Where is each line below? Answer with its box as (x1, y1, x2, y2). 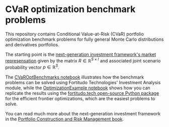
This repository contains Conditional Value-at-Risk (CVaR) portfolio (5, 31, 144, 37)
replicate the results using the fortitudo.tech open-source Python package (5, 90, 159, 96)
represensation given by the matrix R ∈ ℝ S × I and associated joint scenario (5, 56, 161, 63)
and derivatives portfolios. (5, 41, 59, 47)
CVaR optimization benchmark (5, 4, 136, 15)
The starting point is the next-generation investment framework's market (5, 51, 156, 57)
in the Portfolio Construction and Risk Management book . (5, 116, 124, 122)
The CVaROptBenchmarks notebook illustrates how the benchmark (5, 74, 144, 80)
